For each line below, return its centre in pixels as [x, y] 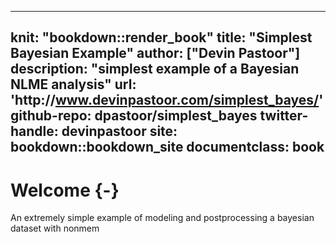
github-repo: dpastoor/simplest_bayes [134, 116]
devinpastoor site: [119, 131]
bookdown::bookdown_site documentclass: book [167, 147]
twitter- [284, 116]
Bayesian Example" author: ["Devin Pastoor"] [155, 53]
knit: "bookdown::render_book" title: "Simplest [161, 37]
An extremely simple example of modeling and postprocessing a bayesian [162, 218]
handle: [34, 131]
